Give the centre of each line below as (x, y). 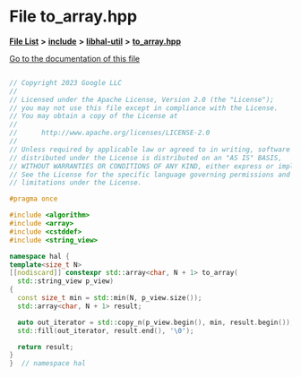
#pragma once (34, 199)
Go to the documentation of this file (75, 58)
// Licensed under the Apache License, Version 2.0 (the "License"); (142, 99)
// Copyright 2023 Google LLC (66, 82)
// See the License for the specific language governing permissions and (150, 175)
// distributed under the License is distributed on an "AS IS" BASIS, (146, 158)
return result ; (46, 347)
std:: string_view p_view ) (66, 281)
